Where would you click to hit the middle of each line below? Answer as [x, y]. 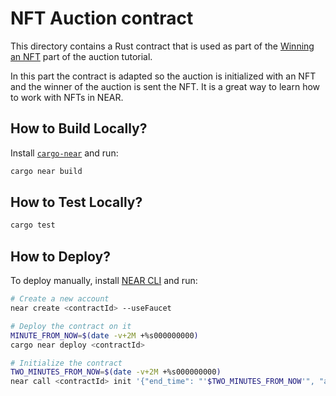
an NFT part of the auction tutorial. [81, 56]
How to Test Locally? [76, 202]
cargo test [33, 225]
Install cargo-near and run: [64, 153]
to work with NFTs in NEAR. [67, 97]
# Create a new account [60, 299]
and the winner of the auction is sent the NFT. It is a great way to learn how [165, 86]
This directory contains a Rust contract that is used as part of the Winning [162, 46]
